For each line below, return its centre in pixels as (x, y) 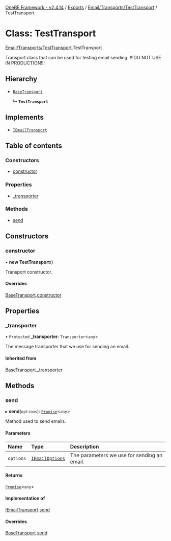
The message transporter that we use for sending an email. (67, 347)
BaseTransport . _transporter (34, 370)
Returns (14, 476)
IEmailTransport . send (27, 510)
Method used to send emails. (36, 421)
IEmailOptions (48, 458)
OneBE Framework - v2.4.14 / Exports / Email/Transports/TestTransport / (81, 7)
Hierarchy (21, 79)
